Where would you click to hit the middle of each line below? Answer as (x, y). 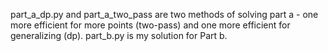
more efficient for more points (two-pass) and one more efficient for (150, 25)
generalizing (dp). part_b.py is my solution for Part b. (119, 35)
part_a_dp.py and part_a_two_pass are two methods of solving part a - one (164, 14)
